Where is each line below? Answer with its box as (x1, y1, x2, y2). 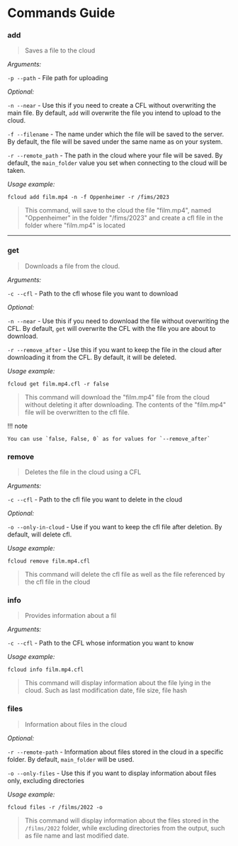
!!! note (7, 422, 28, 430)
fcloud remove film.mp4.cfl (7, 558, 91, 565)
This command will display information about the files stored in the (24, 816, 220, 825)
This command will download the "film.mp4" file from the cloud (24, 393, 210, 401)
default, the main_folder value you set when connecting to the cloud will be (7, 159, 227, 167)
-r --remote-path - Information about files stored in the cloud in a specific (7, 748, 224, 756)
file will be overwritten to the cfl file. (24, 407, 130, 416)
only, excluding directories (7, 776, 85, 784)
